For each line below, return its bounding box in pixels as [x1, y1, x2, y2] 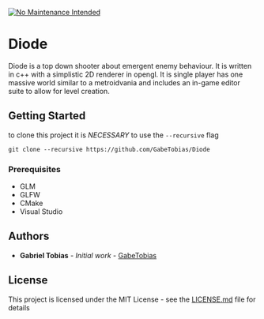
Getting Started [8, 109, 86, 122]
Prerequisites [8, 163, 61, 175]
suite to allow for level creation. [8, 86, 111, 96]
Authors [8, 230, 50, 243]
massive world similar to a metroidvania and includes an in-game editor [8, 77, 241, 87]
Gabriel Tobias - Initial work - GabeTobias [19, 250, 157, 260]
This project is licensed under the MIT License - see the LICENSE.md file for [8, 295, 256, 304]
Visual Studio [19, 207, 63, 216]
